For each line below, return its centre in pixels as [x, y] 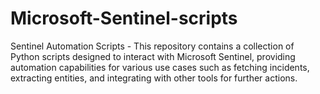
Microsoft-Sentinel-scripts [124, 18]
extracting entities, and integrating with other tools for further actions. [154, 78]
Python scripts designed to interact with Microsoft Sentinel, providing [153, 56]
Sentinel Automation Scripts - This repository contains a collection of [152, 46]
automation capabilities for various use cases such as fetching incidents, [160, 67]
